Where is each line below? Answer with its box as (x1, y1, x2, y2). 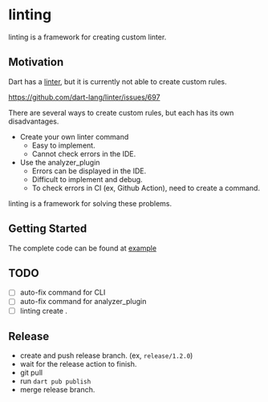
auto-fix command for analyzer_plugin (19, 297, 147, 307)
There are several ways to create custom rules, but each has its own (8, 108, 234, 117)
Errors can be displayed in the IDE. (31, 166, 147, 176)
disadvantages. (8, 116, 59, 126)
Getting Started (8, 222, 87, 236)
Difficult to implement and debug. (31, 174, 143, 184)
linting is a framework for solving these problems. (8, 198, 173, 208)
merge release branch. (19, 385, 95, 395)
